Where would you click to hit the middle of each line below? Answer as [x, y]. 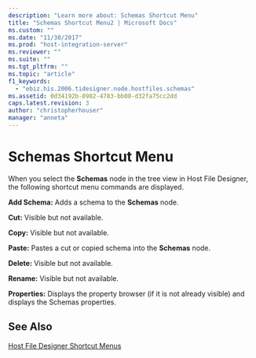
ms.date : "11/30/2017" [45, 37]
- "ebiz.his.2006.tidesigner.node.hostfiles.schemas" [105, 89]
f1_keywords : [29, 81]
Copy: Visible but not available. [59, 232]
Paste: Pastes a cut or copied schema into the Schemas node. [110, 248]
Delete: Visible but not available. [61, 263]
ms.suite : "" [29, 60]
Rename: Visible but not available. [64, 278]
